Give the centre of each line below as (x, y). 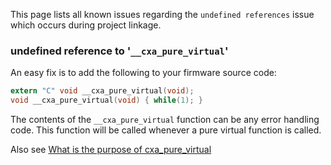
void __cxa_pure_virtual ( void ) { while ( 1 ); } (106, 100)
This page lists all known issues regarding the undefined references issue (162, 14)
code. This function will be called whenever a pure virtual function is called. (166, 130)
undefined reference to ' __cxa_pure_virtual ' (119, 51)
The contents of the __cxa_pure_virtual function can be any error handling (165, 120)
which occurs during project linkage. (86, 25)
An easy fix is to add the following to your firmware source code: (143, 73)
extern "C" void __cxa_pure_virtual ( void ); (102, 91)
